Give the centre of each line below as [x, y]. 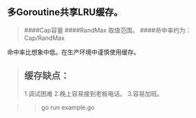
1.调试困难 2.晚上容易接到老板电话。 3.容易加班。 [94, 93]
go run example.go [68, 107]
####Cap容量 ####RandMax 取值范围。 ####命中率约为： [108, 30]
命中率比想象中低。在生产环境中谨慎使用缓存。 [73, 52]
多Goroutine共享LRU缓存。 [65, 12]
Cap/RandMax [44, 38]
